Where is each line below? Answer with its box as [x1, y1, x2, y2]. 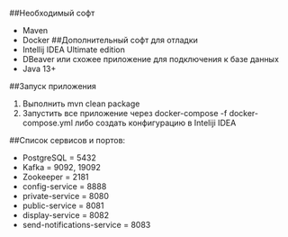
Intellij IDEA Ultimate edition [22, 44, 126, 55]
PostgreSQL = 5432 [22, 152, 96, 163]
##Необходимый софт [9, 8, 95, 18]
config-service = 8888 [22, 181, 107, 192]
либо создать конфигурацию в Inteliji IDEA [75, 117, 237, 128]
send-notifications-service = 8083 [22, 220, 151, 230]
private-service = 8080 [22, 191, 110, 201]
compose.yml [22, 117, 74, 128]
